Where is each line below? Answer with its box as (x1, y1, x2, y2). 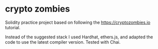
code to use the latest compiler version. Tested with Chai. (5, 39, 121, 45)
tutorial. (5, 24, 20, 30)
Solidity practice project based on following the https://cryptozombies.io (5, 19, 151, 25)
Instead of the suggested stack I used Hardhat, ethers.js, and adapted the (5, 34, 153, 40)
